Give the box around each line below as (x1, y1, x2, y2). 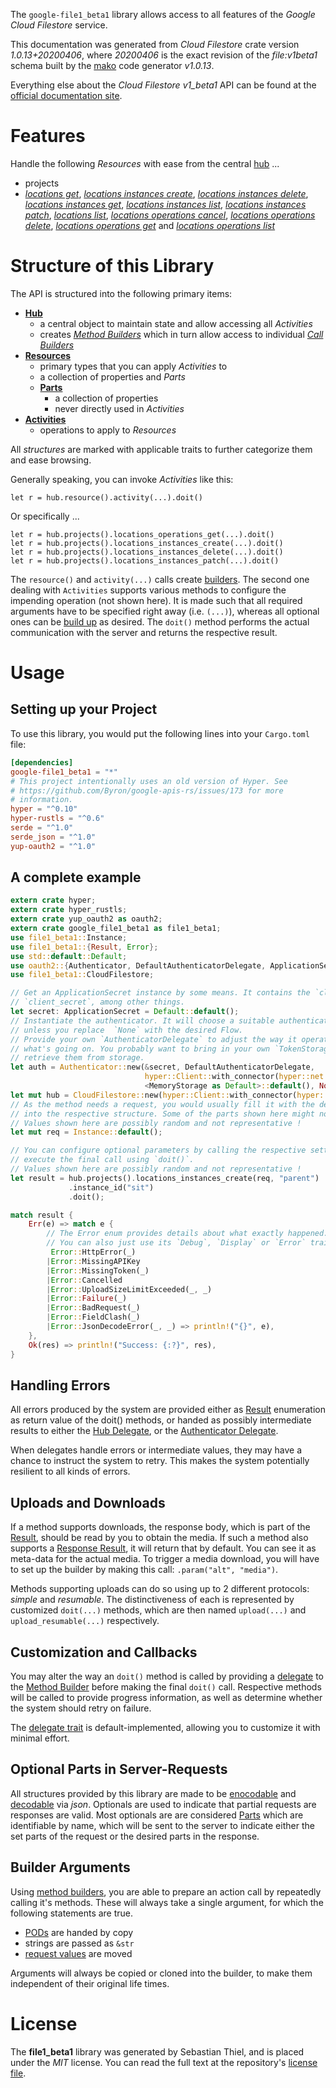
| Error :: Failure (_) (46, 1294, 128, 1304)
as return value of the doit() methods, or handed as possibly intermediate (10, 1414, 312, 1426)
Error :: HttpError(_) (50, 1247, 137, 1258)
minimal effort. (10, 1732, 70, 1744)
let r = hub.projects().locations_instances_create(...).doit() (10, 538, 284, 548)
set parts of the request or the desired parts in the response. (10, 1830, 260, 1842)
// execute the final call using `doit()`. (10, 1155, 195, 1165)
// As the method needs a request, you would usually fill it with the (10, 1099, 315, 1109)
